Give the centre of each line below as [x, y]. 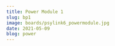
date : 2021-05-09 [28, 28]
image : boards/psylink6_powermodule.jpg [58, 23]
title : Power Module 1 [35, 12]
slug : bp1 [19, 17]
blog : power [21, 34]
